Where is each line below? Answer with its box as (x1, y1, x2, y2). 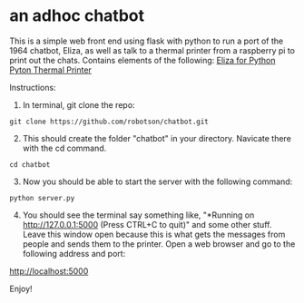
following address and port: (22, 248, 126, 259)
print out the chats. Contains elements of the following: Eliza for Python (9, 54, 276, 65)
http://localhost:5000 (9, 265, 89, 277)
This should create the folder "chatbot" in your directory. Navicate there (22, 132, 292, 143)
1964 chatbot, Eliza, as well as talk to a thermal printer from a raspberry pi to (9, 44, 295, 55)
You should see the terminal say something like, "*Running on (22, 210, 255, 220)
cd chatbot (9, 160, 51, 169)
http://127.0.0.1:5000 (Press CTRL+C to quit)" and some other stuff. (22, 219, 272, 230)
